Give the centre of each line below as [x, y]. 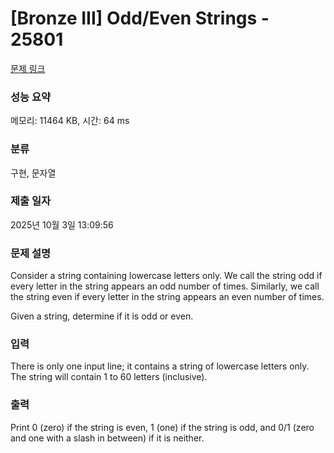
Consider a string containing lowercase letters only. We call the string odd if [166, 276]
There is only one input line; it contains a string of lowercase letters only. [160, 366]
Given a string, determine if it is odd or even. [102, 316]
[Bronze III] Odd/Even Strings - [140, 18]
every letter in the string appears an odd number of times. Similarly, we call [165, 286]
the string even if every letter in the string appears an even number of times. [167, 297]
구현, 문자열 [33, 173]
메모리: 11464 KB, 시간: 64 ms [70, 121]
